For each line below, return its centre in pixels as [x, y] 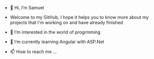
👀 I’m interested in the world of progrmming [55, 32]
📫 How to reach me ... [33, 52]
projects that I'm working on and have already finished [66, 23]
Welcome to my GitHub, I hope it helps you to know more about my [79, 17]
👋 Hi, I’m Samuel [27, 8]
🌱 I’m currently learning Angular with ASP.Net [57, 42]
